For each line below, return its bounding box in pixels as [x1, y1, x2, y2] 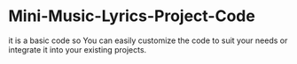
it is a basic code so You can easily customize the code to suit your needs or [8, 35, 288, 46]
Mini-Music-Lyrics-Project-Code [8, 6, 256, 26]
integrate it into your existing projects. [8, 44, 147, 54]
